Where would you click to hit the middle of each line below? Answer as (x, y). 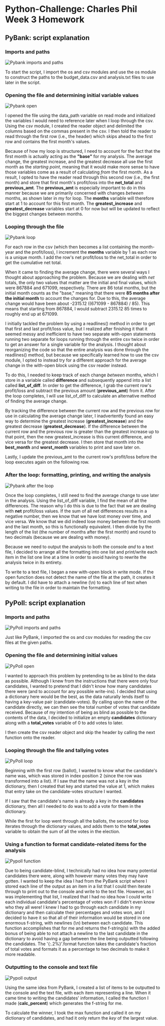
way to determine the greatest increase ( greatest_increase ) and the (74, 421)
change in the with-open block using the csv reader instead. (66, 365)
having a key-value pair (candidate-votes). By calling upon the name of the (81, 702)
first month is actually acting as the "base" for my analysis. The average (79, 157)
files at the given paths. (29, 643)
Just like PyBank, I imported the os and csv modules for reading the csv (78, 637)
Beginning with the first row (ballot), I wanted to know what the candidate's (81, 771)
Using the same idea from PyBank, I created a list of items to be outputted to (82, 987)
